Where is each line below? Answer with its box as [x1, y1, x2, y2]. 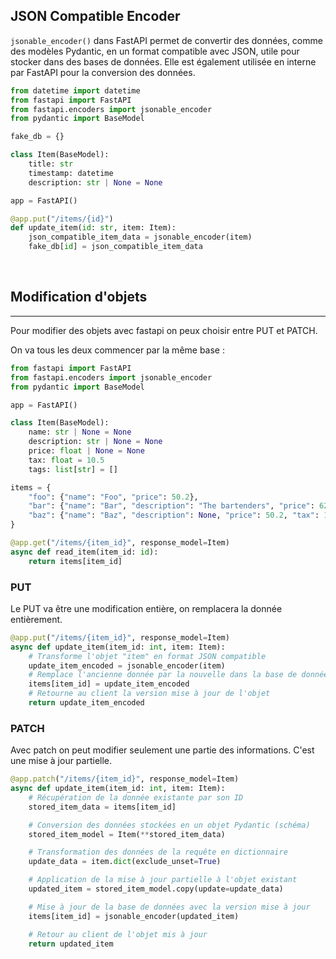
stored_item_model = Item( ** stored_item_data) [28, 829, 226, 839]
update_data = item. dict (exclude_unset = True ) [28, 857, 222, 867]
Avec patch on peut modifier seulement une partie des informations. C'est [10, 744, 315, 756]
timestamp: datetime [28, 168, 114, 178]
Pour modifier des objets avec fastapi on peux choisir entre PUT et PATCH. [10, 324, 318, 336]
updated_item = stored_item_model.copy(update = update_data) [28, 884, 284, 894]
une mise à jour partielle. [10, 755, 113, 767]
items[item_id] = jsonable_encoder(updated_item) [28, 911, 240, 921]
